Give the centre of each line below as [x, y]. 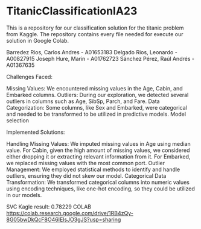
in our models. [24, 195]
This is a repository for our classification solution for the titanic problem [95, 28]
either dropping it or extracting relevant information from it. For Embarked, [98, 156]
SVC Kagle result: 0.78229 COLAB [49, 207]
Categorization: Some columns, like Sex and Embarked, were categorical [97, 107]
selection [18, 120]
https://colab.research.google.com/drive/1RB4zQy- [70, 213]
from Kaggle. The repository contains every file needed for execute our [95, 34]
